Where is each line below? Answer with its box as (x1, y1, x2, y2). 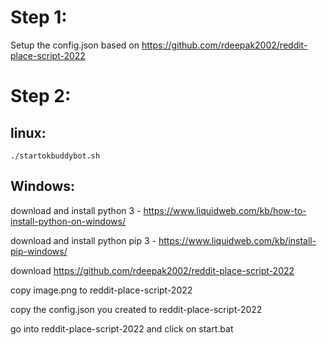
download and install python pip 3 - (10, 234, 157, 246)
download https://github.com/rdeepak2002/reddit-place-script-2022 (10, 264, 295, 276)
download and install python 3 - (10, 204, 142, 216)
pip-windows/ (10, 245, 68, 257)
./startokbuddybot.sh (10, 151, 101, 161)
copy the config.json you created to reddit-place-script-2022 (10, 303, 263, 315)
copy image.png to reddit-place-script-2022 (10, 284, 193, 296)
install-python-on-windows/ (10, 215, 126, 227)
